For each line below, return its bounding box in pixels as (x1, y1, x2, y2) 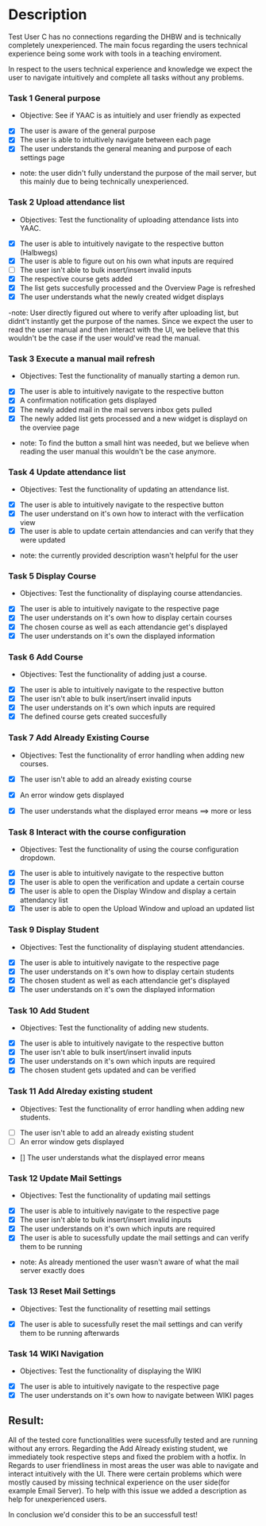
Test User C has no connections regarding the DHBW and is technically (8, 32, 241, 41)
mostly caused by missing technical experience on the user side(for (8, 1477, 230, 1487)
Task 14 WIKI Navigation (8, 1348, 104, 1359)
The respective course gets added (19, 274, 133, 283)
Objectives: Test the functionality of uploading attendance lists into (19, 215, 239, 224)
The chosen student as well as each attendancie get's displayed (19, 975, 230, 985)
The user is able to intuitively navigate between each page (19, 135, 211, 145)
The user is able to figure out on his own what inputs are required (19, 256, 234, 266)
